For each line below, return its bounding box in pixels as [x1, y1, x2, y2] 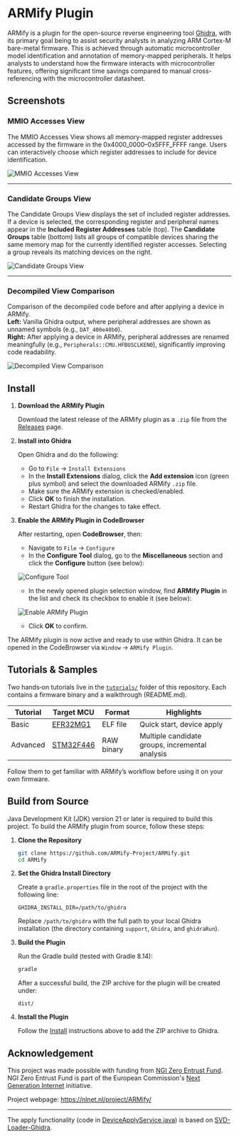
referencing [7, 74, 41, 83]
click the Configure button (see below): [28, 559, 144, 568]
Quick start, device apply [139, 719, 223, 729]
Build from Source [7, 795, 89, 807]
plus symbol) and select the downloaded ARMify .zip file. [28, 480, 198, 488]
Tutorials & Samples [7, 664, 98, 676]
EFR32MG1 [52, 719, 91, 729]
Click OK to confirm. [28, 622, 88, 630]
